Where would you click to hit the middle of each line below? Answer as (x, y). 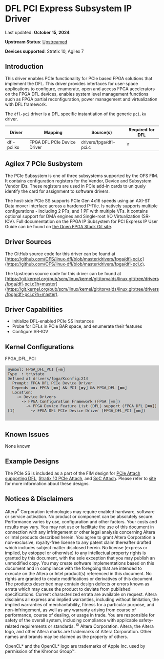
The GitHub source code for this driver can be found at (60, 254)
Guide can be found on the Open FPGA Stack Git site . (59, 226)
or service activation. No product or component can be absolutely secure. (79, 517)
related (12, 626)
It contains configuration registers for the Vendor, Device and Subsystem (78, 180)
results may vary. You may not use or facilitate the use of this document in (80, 527)
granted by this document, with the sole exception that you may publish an (80, 558)
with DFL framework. (26, 104)
